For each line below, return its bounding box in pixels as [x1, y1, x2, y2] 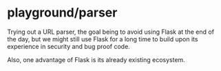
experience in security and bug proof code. [7, 42, 131, 50]
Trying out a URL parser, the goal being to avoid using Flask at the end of [7, 28, 215, 36]
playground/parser [7, 5, 118, 21]
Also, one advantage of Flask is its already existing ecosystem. [7, 55, 186, 63]
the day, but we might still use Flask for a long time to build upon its [7, 34, 198, 43]
